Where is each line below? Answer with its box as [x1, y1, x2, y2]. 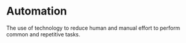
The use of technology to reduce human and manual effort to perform [6, 24, 181, 31]
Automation [6, 4, 67, 18]
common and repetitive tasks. [6, 30, 81, 38]
